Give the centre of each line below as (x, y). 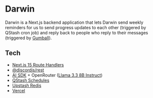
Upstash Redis (27, 85)
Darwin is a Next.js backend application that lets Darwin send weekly (74, 22)
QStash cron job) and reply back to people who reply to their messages (77, 33)
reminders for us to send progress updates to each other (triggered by (76, 27)
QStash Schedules (31, 80)
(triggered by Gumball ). (29, 38)
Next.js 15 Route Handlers (38, 65)
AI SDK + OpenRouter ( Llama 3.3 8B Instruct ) (57, 75)
